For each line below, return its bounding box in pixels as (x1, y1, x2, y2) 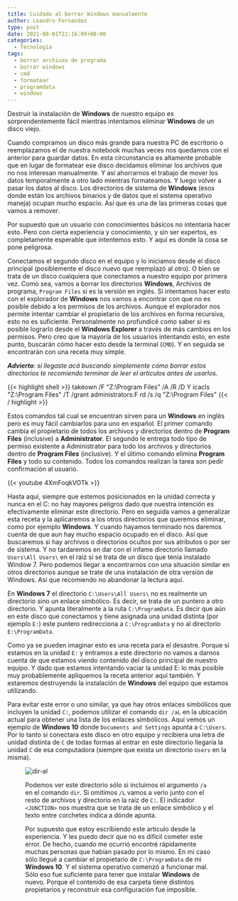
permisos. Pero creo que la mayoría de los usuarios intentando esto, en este (7, 333, 230, 341)
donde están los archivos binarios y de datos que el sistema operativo (7, 192, 212, 200)
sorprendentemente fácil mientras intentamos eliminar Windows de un (7, 117, 215, 125)
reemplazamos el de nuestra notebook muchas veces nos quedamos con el (7, 146, 229, 155)
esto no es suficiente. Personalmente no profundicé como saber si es (7, 318, 211, 326)
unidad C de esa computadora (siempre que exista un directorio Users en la (7, 746, 227, 754)
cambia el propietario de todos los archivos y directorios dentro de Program (7, 427, 230, 435)
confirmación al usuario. (7, 464, 79, 474)
